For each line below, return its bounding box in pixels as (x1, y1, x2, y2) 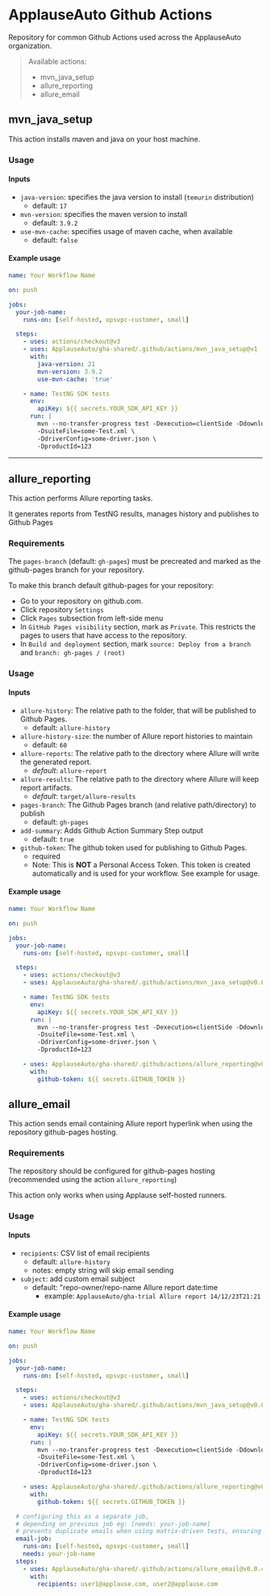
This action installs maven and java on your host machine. (8, 134, 201, 144)
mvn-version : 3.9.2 (37, 367, 103, 376)
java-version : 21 (37, 360, 95, 368)
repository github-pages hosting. (8, 1127, 119, 1137)
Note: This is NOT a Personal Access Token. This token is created (31, 859, 251, 869)
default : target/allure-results (31, 791, 136, 800)
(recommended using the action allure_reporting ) (8, 1174, 177, 1184)
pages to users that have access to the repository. (19, 630, 187, 640)
